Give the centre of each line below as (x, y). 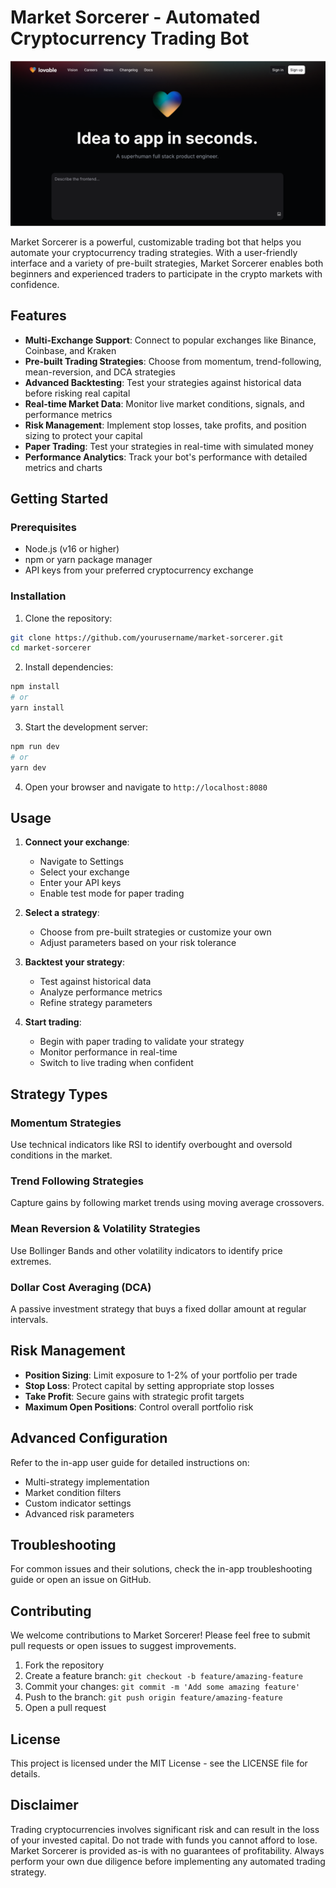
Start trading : (53, 1022)
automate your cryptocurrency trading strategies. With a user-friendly (154, 252)
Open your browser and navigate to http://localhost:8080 (146, 787)
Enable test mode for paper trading (112, 893)
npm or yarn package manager (88, 560)
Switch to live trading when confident (116, 1063)
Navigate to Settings (81, 862)
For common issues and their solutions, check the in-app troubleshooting (161, 1569)
